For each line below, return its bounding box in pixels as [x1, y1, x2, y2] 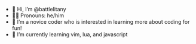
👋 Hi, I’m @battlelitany [11, 6, 67, 12]
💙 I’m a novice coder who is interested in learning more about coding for [11, 18, 190, 25]
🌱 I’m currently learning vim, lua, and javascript [11, 31, 128, 38]
